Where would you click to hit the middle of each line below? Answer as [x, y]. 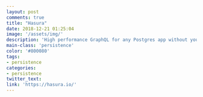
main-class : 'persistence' [40, 46]
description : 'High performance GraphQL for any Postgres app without [97, 40]
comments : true [25, 17]
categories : [21, 68]
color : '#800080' [28, 51]
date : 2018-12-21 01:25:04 [40, 29]
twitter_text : [24, 79]
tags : [13, 57]
